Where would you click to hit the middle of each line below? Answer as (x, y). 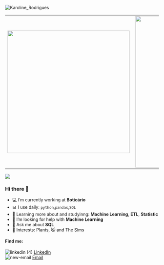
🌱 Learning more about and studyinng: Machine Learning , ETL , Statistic (85, 214)
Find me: (14, 241)
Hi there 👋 (17, 189)
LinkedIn (42, 252)
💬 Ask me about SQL (33, 225)
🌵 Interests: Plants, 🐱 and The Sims (48, 230)
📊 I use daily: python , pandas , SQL (44, 207)
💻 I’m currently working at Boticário (49, 200)
